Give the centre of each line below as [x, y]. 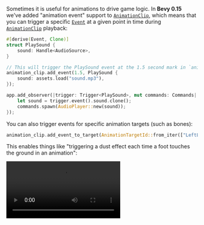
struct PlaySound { [31, 45]
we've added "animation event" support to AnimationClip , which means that [101, 15]
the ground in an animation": [42, 153]
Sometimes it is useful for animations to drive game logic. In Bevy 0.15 [94, 9]
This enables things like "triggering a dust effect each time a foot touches [98, 147]
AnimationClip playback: [37, 28]
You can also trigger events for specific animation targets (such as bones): [100, 123]
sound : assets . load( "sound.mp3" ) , [61, 78]
